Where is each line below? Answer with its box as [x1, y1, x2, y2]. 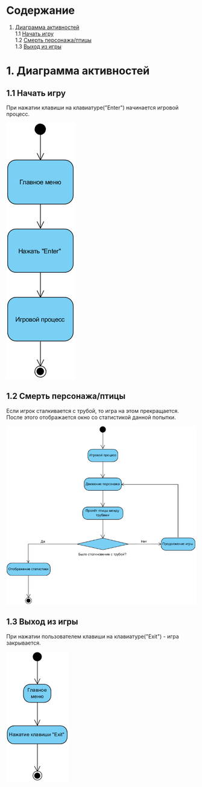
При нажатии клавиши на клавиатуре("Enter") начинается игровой [6, 104, 179, 111]
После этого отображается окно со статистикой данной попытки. [6, 413, 176, 421]
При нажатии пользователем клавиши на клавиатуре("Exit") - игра [6, 632, 179, 640]
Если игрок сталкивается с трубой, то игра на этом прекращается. [6, 407, 179, 414]
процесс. [6, 110, 30, 118]
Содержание [6, 4, 75, 18]
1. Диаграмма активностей [6, 64, 150, 78]
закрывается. [6, 639, 41, 646]
